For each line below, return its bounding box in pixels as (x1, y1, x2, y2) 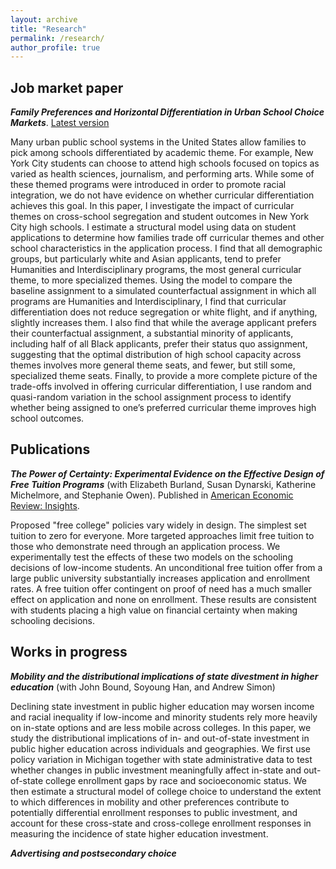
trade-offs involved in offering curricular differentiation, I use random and (10, 381, 312, 393)
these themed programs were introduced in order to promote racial (10, 179, 287, 191)
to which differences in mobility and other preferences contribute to (10, 796, 290, 808)
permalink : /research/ (10, 33, 105, 43)
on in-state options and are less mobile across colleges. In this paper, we (10, 721, 312, 733)
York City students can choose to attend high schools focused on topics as (10, 157, 320, 170)
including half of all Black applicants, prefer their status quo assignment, (10, 338, 308, 350)
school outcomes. (10, 412, 85, 425)
